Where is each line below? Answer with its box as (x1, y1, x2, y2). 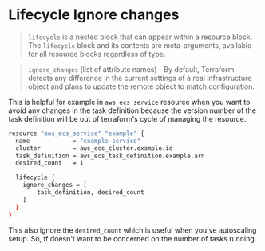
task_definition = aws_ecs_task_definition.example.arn (15, 152, 205, 160)
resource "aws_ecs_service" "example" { (8, 129, 145, 137)
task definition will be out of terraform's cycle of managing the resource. (8, 114, 247, 123)
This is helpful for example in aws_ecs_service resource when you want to (8, 97, 251, 106)
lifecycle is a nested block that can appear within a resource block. (27, 32, 253, 42)
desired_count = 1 (15, 159, 84, 167)
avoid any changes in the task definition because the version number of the (8, 106, 257, 115)
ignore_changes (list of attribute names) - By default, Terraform (27, 64, 235, 74)
